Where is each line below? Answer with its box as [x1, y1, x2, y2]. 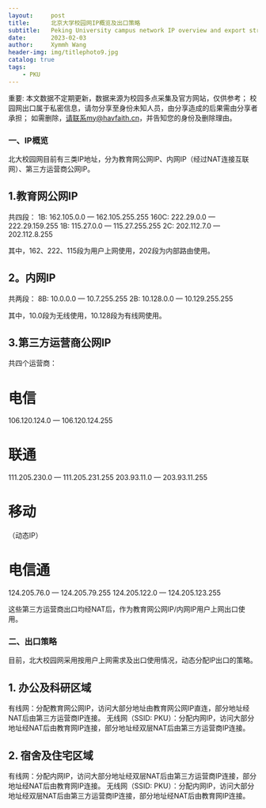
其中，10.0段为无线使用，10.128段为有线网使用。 [8, 311, 166, 320]
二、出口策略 [8, 636, 58, 647]
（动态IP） [8, 531, 43, 540]
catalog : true [8, 56, 55, 64]
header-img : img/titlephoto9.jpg [8, 48, 119, 56]
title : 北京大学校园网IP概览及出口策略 [8, 19, 141, 27]
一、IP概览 [8, 135, 49, 146]
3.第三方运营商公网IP [8, 336, 112, 349]
